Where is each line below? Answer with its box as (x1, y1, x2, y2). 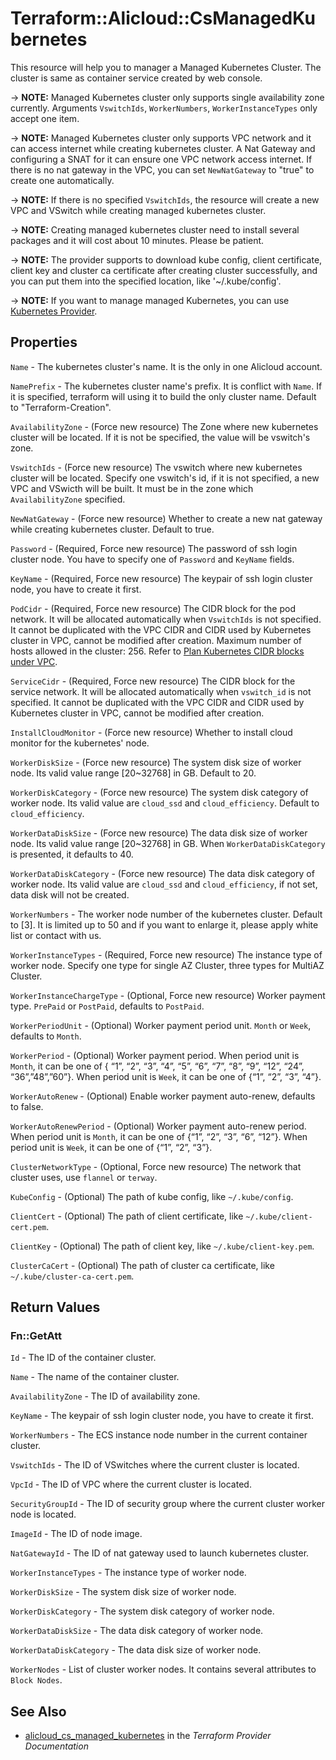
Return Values (10, 1299, 101, 1316)
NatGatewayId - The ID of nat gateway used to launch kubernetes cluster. (10, 1547, 310, 1559)
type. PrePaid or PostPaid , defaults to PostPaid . (10, 1000, 205, 1012)
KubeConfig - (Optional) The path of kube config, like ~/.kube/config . (10, 1190, 294, 1202)
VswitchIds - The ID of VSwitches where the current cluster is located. (10, 1459, 300, 1471)
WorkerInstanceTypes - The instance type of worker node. (10, 1567, 247, 1579)
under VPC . (10, 655, 58, 667)
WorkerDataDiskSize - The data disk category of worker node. (10, 1625, 264, 1637)
